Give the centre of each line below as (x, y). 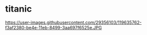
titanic (19, 9)
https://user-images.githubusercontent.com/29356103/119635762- (73, 22)
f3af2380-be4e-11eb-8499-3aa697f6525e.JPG (54, 27)
